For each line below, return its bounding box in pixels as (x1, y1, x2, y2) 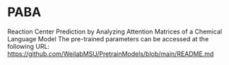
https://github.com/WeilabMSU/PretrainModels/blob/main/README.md (7, 50, 214, 58)
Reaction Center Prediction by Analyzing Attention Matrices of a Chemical (7, 27, 223, 36)
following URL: (7, 42, 50, 50)
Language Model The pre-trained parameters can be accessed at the (7, 34, 209, 43)
